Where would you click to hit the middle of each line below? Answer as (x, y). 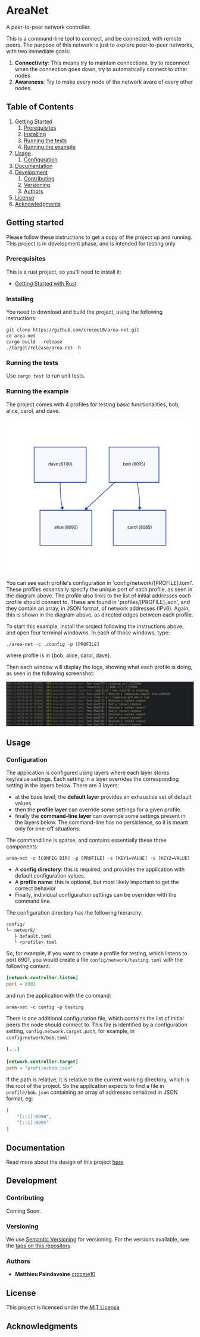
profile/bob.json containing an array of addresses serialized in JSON (92, 1092)
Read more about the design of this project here (65, 1162)
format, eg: (20, 1098)
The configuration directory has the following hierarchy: (74, 913)
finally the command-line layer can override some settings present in (100, 816)
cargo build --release (34, 342)
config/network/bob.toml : (38, 1038)
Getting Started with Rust (46, 283)
